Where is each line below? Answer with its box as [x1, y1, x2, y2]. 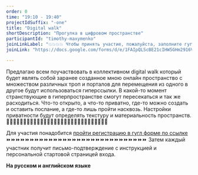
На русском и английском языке [6, 162, 91, 169]
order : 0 [6, 8, 28, 15]
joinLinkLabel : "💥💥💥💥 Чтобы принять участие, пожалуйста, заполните [6, 42, 182, 48]
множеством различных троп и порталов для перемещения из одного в [6, 80, 189, 87]
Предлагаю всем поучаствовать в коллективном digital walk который [6, 68, 181, 75]
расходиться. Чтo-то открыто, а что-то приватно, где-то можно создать [6, 99, 189, 106]
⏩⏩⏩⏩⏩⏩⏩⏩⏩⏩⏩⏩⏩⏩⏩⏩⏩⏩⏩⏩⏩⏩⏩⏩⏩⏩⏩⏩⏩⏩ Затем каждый [6, 136, 186, 143]
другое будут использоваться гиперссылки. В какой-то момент [6, 86, 167, 94]
